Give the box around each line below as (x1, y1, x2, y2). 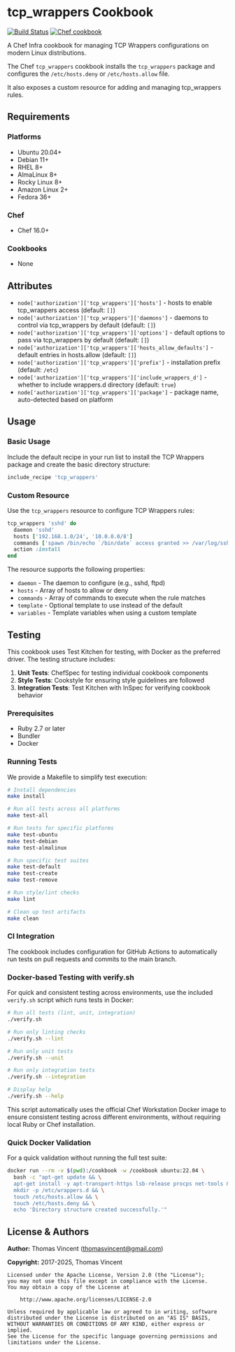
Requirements (7, 111, 70, 123)
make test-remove (7, 876, 58, 884)
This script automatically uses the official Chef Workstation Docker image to (7, 1105, 227, 1113)
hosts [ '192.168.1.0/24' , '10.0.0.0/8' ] (13, 533, 133, 540)
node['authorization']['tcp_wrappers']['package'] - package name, (17, 388, 219, 396)
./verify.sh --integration (7, 1073, 86, 1080)
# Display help (7, 1086, 52, 1093)
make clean (7, 915, 39, 922)
